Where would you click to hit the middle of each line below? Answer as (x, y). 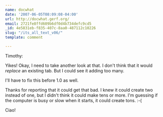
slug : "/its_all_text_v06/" (34, 33)
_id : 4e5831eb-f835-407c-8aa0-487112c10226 (51, 28)
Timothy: (14, 56)
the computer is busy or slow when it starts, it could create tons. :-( (74, 100)
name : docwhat (20, 10)
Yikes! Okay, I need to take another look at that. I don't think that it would (79, 65)
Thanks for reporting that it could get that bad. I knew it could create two (79, 90)
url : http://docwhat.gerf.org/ (37, 19)
